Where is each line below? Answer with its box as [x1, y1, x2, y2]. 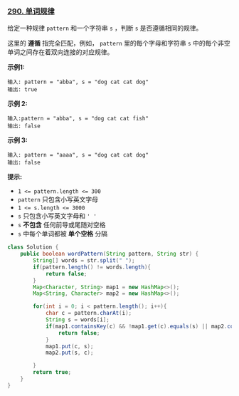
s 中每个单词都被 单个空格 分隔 [17, 229, 108, 238]
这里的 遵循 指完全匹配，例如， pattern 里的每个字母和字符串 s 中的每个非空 [7, 39, 230, 48]
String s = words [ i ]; [45, 316, 110, 323]
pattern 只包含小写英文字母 [17, 195, 98, 204]
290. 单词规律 [7, 6, 55, 16]
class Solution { [7, 244, 59, 251]
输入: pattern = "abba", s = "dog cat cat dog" [7, 78, 149, 86]
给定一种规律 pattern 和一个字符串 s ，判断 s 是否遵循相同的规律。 [7, 24, 203, 33]
